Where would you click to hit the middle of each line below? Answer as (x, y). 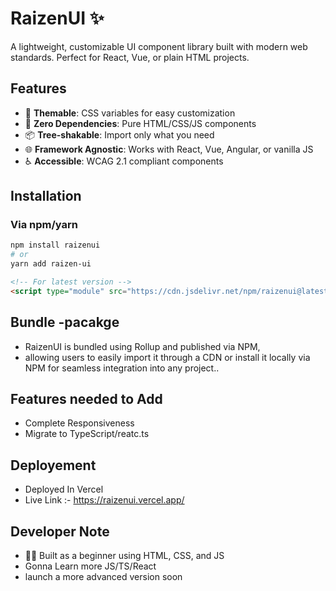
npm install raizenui (55, 245)
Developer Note (60, 531)
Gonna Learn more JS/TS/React (90, 566)
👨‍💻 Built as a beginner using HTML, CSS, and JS (124, 556)
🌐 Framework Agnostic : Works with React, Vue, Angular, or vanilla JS (169, 149)
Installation (46, 196)
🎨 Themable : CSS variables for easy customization (130, 113)
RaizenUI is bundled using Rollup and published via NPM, (142, 346)
